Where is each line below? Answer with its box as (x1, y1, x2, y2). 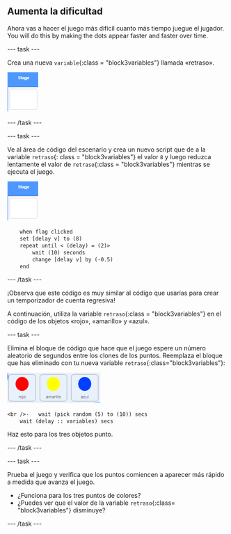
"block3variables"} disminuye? (17, 505, 106, 514)
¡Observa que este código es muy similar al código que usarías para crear (7, 289, 219, 297)
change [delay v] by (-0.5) (32, 256, 113, 263)
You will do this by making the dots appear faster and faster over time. (7, 31, 209, 40)
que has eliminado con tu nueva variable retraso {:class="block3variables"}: (7, 358, 225, 367)
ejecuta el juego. (7, 167, 55, 176)
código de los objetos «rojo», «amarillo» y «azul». (7, 316, 150, 325)
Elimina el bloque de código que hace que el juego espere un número (7, 343, 207, 352)
